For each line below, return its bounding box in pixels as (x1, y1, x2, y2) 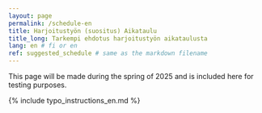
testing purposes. (8, 80, 67, 90)
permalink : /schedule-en (8, 19, 92, 27)
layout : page (8, 11, 53, 20)
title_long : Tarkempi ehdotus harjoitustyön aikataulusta (8, 34, 208, 43)
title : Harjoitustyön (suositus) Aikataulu (8, 27, 158, 35)
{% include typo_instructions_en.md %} (8, 96, 141, 105)
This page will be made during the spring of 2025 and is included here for (8, 72, 254, 81)
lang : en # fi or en (8, 42, 78, 50)
